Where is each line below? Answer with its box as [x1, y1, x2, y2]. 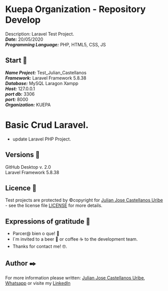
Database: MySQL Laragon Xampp [5, 80, 79, 86]
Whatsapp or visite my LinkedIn [5, 280, 71, 286]
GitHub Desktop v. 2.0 [5, 164, 51, 170]
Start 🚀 [5, 56, 28, 65]
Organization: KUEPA [5, 102, 51, 108]
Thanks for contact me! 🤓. [12, 243, 67, 250]
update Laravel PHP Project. [12, 136, 72, 142]
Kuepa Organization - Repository [5, 4, 146, 15]
